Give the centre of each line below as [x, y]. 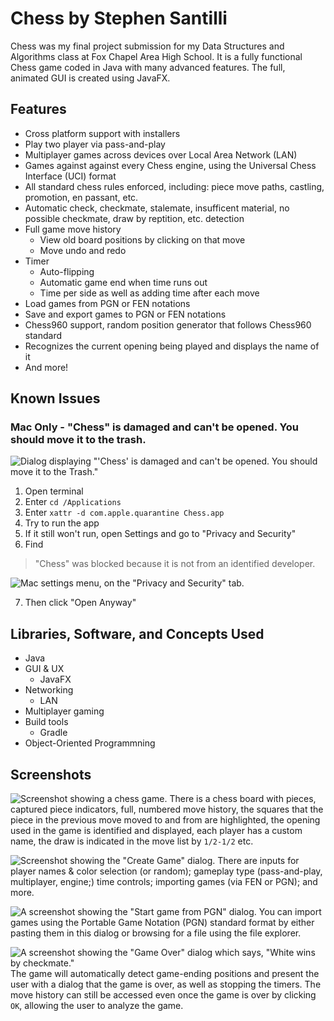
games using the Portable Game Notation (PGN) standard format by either [162, 923]
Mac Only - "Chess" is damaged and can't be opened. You [154, 427]
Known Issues [55, 398]
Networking [49, 690]
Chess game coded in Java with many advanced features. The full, [148, 67]
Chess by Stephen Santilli [119, 18]
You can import [290, 912]
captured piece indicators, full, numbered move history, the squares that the [167, 809]
